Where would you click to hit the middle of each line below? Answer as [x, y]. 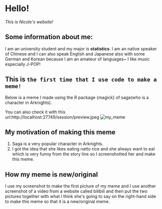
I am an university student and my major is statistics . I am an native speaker [81, 48]
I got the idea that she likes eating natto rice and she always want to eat [83, 149]
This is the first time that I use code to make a [81, 80]
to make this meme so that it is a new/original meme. [58, 202]
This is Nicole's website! [29, 22]
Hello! [17, 8]
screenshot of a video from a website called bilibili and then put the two [76, 191]
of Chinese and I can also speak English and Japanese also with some [75, 54]
